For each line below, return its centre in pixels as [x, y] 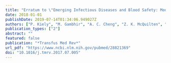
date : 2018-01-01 [24, 15]
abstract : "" [19, 34]
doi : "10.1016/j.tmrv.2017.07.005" [43, 52]
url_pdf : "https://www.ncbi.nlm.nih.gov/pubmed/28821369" [68, 48]
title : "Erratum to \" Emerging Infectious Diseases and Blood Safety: [82, 10]
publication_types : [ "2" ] [33, 29]
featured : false [22, 39]
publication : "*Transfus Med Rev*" [43, 43]
